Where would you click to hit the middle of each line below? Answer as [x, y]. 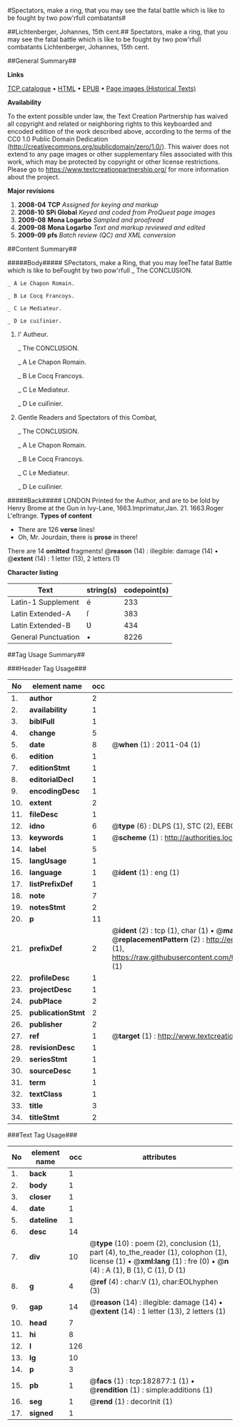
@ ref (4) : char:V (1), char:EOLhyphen [154, 1282]
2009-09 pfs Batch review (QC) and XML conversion [97, 235]
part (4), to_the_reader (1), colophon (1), [158, 1252]
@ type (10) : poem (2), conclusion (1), [155, 1243]
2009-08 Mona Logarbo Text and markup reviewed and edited [111, 227]
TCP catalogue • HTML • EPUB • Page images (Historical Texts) [102, 88]
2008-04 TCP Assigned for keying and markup [88, 204]
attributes [160, 1157]
